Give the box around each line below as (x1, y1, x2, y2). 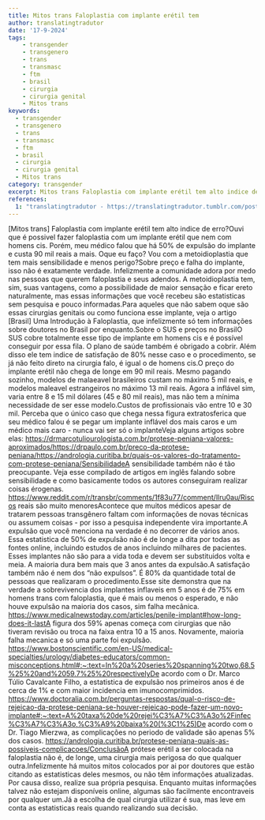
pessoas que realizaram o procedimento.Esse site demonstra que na (8, 577, 231, 586)
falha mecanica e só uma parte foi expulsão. (8, 635, 152, 645)
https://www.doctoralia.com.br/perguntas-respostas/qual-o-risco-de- (8, 694, 236, 704)
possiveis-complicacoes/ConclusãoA (8, 744, 129, 754)
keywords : (8, 107, 41, 115)
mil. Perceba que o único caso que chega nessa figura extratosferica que (8, 408, 247, 419)
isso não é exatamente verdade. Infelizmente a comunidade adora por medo (8, 266, 256, 276)
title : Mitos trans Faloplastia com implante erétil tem (8, 11, 200, 20)
